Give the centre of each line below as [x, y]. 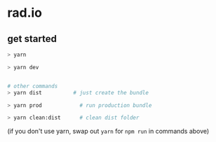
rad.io [25, 13]
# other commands [33, 86]
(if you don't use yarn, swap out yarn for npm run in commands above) [108, 132]
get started [32, 39]
